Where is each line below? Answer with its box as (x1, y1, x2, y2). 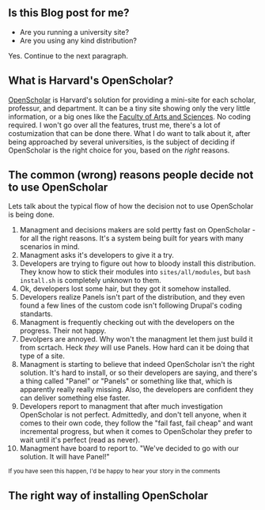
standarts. (19, 309, 53, 319)
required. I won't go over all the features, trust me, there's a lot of (8, 120, 221, 130)
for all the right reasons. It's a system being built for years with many (19, 233, 244, 244)
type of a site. (19, 351, 65, 361)
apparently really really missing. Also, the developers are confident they (19, 385, 254, 395)
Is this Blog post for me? (8, 6, 130, 20)
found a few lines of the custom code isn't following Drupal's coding (19, 300, 243, 311)
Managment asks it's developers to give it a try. (19, 251, 174, 260)
